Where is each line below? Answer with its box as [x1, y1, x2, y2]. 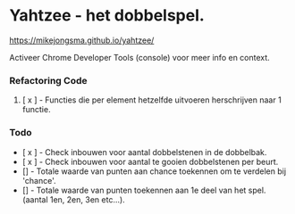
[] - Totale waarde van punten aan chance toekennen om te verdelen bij [21, 166, 287, 177]
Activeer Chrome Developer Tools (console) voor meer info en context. [9, 52, 270, 62]
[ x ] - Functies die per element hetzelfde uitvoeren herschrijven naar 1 [21, 95, 282, 105]
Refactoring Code [9, 74, 88, 86]
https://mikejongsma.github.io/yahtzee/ [9, 35, 155, 45]
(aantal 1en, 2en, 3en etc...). [21, 193, 125, 205]
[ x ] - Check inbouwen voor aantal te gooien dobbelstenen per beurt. [21, 156, 279, 167]
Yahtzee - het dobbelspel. [9, 5, 206, 26]
